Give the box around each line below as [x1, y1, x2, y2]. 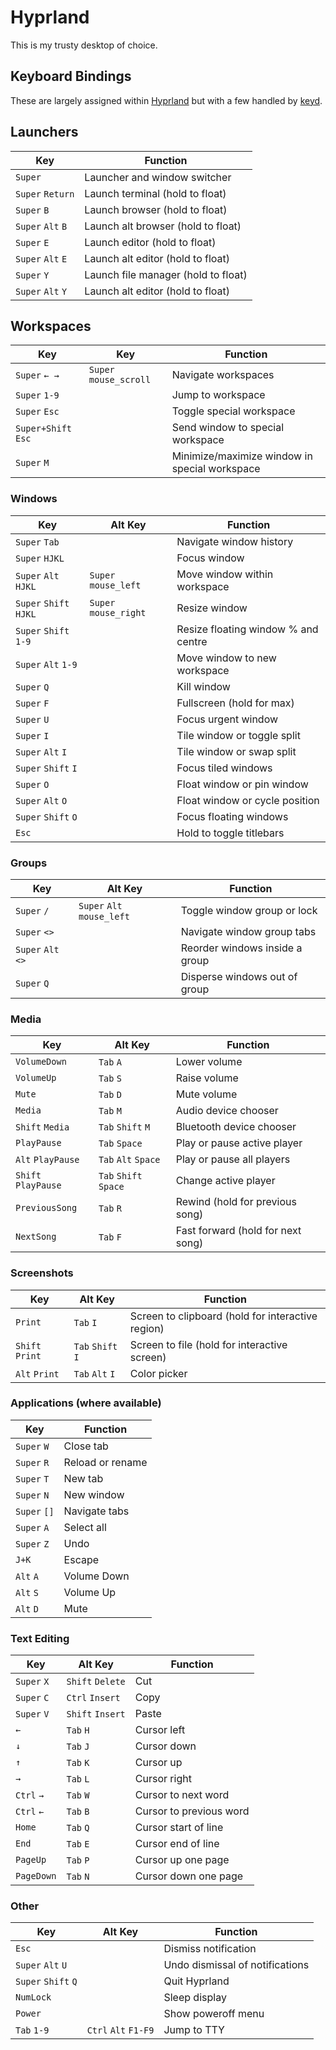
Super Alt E [15, 253, 68, 265]
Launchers [10, 124, 79, 141]
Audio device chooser [175, 1104, 279, 1118]
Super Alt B [15, 221, 68, 232]
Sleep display [163, 1991, 227, 2005]
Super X [15, 1676, 50, 1688]
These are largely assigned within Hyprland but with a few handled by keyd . [10, 94, 323, 106]
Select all [63, 1520, 107, 1534]
